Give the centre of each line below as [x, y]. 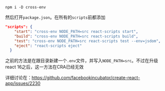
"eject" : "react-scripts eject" [48, 45]
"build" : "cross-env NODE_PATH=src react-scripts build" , [76, 36]
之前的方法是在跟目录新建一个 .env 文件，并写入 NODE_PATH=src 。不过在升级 [82, 61]
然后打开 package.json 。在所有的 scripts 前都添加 [55, 17]
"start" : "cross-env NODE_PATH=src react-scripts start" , [76, 31]
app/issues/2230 [23, 83]
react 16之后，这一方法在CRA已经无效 [45, 67]
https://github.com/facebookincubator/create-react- [86, 78]
